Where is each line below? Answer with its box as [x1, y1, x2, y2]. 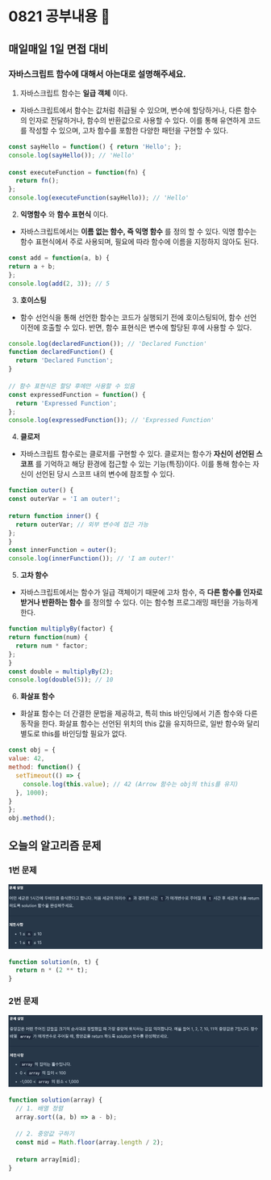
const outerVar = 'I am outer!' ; [8, 495, 121, 504]
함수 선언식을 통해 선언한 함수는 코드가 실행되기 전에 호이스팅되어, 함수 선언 [19, 312, 257, 322]
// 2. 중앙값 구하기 [15, 1130, 75, 1138]
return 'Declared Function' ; [15, 356, 114, 365]
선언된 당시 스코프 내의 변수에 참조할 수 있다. [35, 470, 175, 479]
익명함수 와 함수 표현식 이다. [19, 209, 109, 219]
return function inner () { [8, 512, 99, 520]
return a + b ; [8, 262, 56, 271]
